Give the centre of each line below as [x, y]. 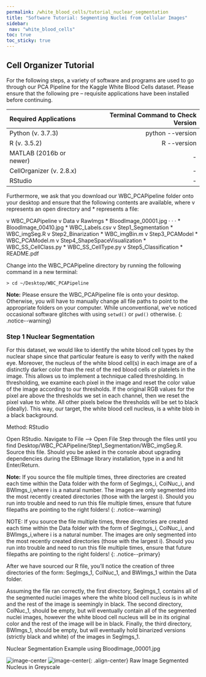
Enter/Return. [23, 465]
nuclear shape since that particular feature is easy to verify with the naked [100, 356]
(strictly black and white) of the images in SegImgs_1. [73, 637]
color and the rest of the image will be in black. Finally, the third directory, [99, 624]
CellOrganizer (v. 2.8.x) [43, 171]
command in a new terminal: [42, 272]
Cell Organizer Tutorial [50, 65]
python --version [171, 133]
